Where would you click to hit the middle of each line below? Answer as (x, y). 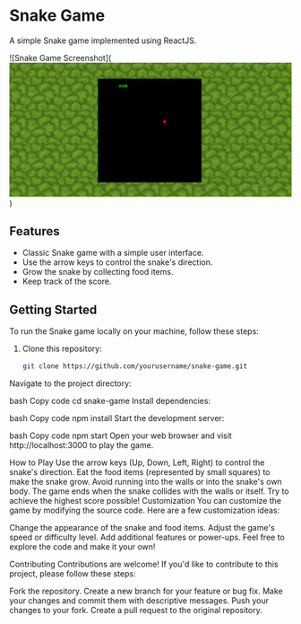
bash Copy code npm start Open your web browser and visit (121, 435)
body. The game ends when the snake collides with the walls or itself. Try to (149, 491)
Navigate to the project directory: (70, 383)
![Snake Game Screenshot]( (60, 57)
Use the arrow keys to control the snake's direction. (117, 262)
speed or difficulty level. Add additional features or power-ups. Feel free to (147, 537)
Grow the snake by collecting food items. (98, 272)
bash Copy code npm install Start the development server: (117, 418)
